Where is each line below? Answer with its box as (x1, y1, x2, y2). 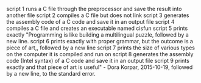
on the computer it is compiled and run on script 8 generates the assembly (6, 51, 194, 57)
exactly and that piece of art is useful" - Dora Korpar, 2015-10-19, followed (6, 63, 193, 71)
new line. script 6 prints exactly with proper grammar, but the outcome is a (6, 38, 194, 45)
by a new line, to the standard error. (6, 70, 96, 77)
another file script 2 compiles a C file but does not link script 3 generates (6, 12, 189, 19)
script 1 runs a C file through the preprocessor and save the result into (6, 5, 182, 12)
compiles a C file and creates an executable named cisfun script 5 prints (6, 24, 188, 32)
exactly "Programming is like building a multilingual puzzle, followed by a (6, 31, 189, 38)
